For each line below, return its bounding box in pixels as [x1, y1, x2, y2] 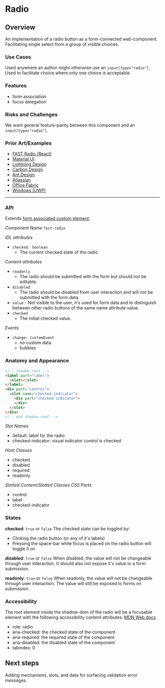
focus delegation [12, 98, 47, 104]
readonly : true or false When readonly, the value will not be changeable [5, 575, 153, 581]
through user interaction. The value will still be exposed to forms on [5, 580, 141, 586]
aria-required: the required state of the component [12, 634, 114, 640]
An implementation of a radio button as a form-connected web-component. [5, 36, 158, 42]
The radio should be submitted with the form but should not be [19, 274, 146, 280]
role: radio [12, 624, 33, 629]
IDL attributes [5, 235, 33, 241]
